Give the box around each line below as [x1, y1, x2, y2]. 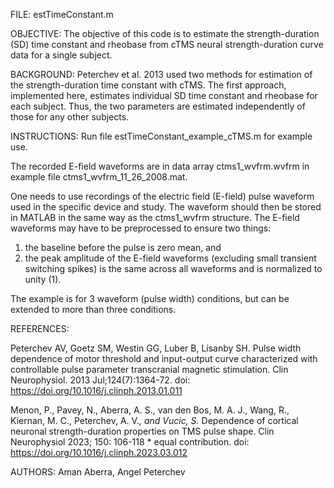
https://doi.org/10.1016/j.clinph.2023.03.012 [10, 447, 188, 458]
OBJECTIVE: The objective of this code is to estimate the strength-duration [10, 28, 320, 39]
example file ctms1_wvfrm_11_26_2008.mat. [10, 171, 188, 183]
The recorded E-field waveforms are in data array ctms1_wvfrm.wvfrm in [10, 160, 310, 172]
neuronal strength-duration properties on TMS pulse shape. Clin [10, 425, 275, 437]
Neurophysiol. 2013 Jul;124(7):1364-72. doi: [10, 374, 191, 386]
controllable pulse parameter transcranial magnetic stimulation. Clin [10, 364, 289, 375]
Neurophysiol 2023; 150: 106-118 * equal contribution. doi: [10, 436, 250, 448]
